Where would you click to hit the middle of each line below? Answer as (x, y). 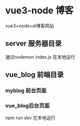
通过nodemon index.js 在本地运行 (40, 57)
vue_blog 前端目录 (34, 75)
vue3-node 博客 (39, 11)
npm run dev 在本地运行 (31, 118)
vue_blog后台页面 (28, 105)
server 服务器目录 (34, 43)
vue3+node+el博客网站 (30, 26)
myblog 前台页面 (26, 91)
